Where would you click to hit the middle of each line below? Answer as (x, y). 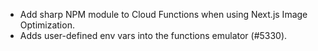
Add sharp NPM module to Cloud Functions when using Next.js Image (163, 14)
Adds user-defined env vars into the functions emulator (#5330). (153, 35)
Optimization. (47, 25)
